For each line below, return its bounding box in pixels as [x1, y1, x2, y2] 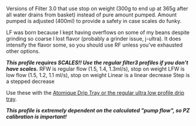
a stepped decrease [6, 78, 55, 85]
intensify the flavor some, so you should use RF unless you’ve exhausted [6, 41, 183, 48]
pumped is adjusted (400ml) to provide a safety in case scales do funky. [6, 18, 182, 24]
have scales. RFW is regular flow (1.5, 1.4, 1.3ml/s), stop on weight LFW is [6, 65, 185, 72]
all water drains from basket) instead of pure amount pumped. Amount [6, 11, 177, 18]
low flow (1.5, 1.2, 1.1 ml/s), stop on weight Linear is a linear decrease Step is [6, 72, 190, 78]
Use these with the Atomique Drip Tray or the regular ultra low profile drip [6, 89, 184, 96]
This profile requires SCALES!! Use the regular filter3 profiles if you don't [6, 59, 188, 66]
